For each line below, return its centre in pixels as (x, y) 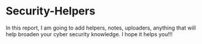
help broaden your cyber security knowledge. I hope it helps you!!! (89, 34)
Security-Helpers (51, 11)
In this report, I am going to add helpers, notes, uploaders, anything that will (101, 28)
